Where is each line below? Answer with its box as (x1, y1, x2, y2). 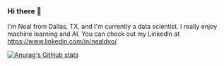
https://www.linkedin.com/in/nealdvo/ (7, 37, 117, 46)
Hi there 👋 (7, 6, 42, 16)
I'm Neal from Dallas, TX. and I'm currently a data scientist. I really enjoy (7, 22, 218, 31)
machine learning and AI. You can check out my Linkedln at (7, 29, 180, 38)
